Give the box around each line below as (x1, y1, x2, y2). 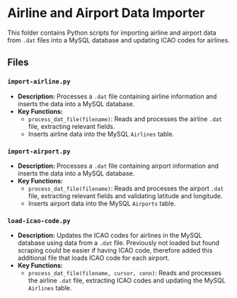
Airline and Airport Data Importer (7, 5, 205, 21)
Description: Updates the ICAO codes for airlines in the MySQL (17, 231, 203, 240)
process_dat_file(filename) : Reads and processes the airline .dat (28, 115, 223, 123)
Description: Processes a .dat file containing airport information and (17, 161, 219, 170)
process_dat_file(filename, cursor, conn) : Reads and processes (28, 269, 221, 277)
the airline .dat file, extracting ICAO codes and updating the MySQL (28, 276, 226, 285)
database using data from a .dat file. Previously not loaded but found (17, 239, 220, 247)
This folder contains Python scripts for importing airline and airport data (7, 28, 217, 37)
